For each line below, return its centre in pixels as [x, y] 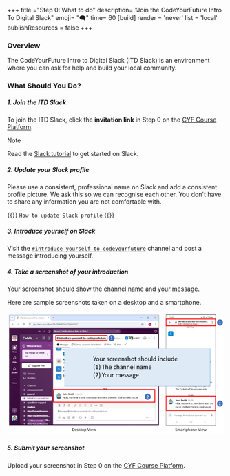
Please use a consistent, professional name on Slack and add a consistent [112, 187]
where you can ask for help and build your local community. [92, 68]
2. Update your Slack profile [48, 169]
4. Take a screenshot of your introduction [68, 272]
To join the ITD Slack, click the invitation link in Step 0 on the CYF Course [112, 120]
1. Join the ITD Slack [37, 102]
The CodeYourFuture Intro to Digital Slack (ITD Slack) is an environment [108, 61]
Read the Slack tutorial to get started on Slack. [73, 154]
